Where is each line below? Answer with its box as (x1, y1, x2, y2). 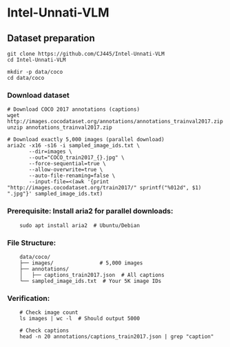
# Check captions (19, 327, 70, 335)
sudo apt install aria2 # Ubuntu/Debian (19, 222, 140, 229)
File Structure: (7, 238, 56, 247)
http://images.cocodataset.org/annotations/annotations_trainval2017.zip (7, 118, 224, 125)
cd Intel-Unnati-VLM (7, 56, 67, 63)
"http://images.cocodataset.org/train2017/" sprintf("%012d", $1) (7, 185, 202, 191)
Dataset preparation (7, 32, 95, 44)
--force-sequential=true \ (28, 160, 107, 167)
